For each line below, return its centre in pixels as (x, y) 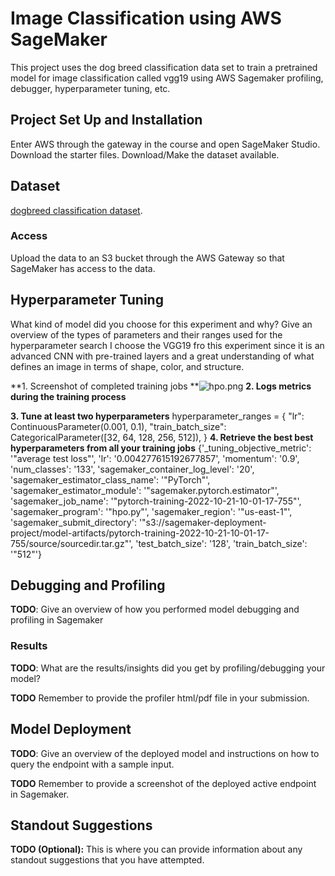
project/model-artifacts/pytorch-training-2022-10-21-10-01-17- (140, 533)
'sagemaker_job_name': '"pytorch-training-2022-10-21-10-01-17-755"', (156, 501)
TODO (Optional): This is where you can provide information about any (156, 849)
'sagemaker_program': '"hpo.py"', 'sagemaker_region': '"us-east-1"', (151, 511)
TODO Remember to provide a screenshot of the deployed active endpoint (163, 783)
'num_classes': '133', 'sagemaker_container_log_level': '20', (132, 469)
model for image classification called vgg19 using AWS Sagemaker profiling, (167, 78)
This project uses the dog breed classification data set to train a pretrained (164, 67)
